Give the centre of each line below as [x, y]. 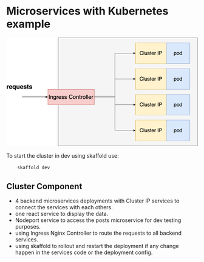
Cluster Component [44, 186]
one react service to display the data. [62, 214]
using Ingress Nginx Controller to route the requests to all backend [98, 233]
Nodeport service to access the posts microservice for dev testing [98, 220]
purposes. [28, 227]
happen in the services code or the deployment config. [84, 252]
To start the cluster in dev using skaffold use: [63, 156]
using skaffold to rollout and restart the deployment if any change [97, 246]
